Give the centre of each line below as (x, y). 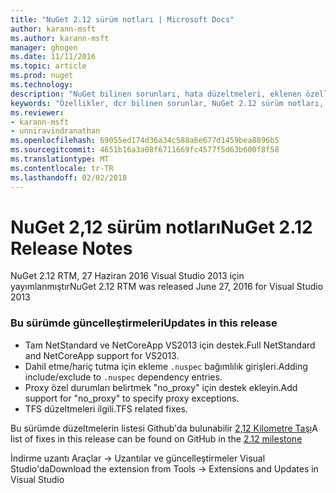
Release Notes (71, 248)
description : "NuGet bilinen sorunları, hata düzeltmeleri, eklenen (156, 94)
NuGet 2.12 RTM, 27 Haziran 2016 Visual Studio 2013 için (127, 276)
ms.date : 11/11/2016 (53, 57)
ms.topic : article (48, 66)
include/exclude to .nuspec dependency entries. (123, 377)
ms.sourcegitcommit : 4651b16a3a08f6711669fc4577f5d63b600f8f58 (145, 150)
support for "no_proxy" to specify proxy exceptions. (132, 398)
